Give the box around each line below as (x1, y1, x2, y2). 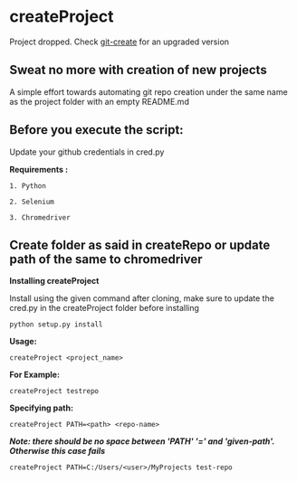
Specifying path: (9, 402, 74, 413)
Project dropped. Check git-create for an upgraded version (9, 36, 229, 47)
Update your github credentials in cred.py (9, 146, 165, 157)
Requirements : (9, 164, 69, 174)
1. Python (9, 181, 47, 191)
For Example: (9, 369, 61, 381)
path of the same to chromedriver (9, 251, 203, 267)
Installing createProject (9, 276, 100, 287)
